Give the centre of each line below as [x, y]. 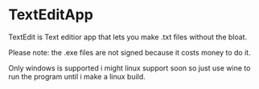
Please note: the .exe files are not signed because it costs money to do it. [129, 52]
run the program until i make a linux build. [77, 76]
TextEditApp [51, 15]
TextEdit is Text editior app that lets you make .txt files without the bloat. [128, 37]
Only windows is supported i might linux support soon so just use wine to [129, 68]
